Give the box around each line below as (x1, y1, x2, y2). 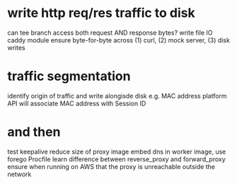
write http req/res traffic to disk (7, 5, 196, 21)
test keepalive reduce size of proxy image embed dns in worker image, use (7, 147, 226, 156)
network (7, 170, 32, 178)
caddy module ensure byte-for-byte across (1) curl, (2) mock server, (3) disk (7, 35, 230, 44)
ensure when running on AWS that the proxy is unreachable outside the (7, 162, 216, 171)
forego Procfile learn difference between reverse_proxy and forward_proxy (7, 154, 226, 163)
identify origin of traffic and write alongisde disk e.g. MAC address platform (7, 91, 228, 100)
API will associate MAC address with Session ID (7, 99, 146, 108)
